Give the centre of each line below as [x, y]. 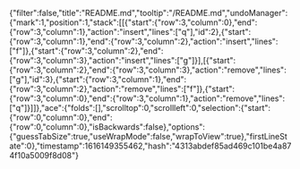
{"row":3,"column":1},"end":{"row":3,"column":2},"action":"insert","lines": [144, 41]
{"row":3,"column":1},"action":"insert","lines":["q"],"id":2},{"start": [130, 32]
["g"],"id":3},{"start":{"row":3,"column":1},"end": [98, 79]
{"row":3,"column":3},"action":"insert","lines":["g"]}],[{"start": [123, 60]
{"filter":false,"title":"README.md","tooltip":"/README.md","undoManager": [149, 13]
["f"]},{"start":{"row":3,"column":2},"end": [86, 51]
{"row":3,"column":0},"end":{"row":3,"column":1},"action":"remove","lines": [147, 98]
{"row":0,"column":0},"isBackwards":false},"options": [107, 127]
